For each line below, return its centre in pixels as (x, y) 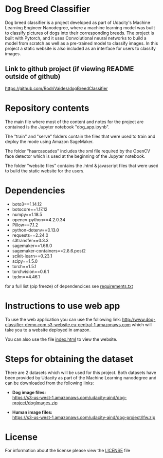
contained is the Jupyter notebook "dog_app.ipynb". (57, 127)
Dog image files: (29, 392)
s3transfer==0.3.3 (30, 240)
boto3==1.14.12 (27, 204)
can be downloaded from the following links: (50, 383)
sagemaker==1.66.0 (32, 246)
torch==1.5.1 (24, 266)
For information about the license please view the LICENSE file (68, 451)
